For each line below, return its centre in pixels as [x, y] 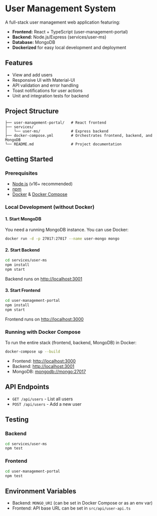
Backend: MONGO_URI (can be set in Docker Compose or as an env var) [82, 503]
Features [19, 63]
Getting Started [29, 159]
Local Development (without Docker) [50, 207]
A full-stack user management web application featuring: [63, 22]
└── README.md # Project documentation [63, 144]
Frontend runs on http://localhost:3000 [44, 319]
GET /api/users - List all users [42, 399]
